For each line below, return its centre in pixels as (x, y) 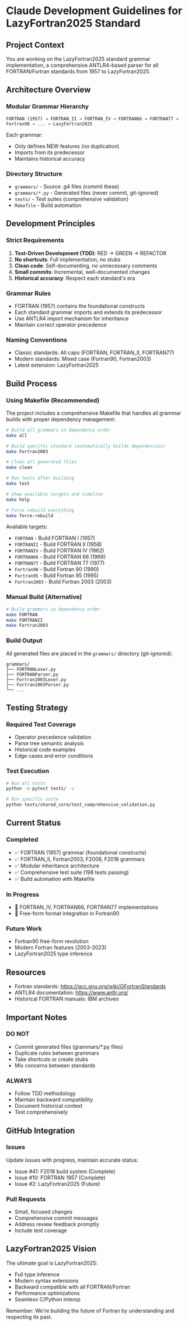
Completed (22, 840)
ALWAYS (19, 1080)
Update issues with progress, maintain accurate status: (72, 1160)
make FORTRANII (25, 620)
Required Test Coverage (41, 724)
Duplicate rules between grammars (57, 1053)
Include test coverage (41, 1230)
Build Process (32, 383)
